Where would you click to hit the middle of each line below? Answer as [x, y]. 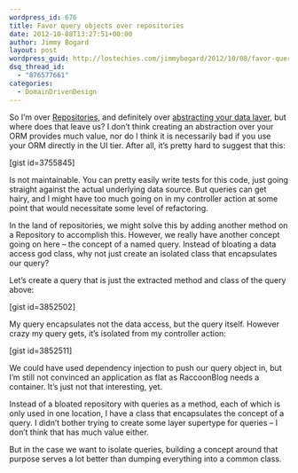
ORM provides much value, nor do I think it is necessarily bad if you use [140, 136]
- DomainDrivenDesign [57, 91]
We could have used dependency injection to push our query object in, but [145, 367]
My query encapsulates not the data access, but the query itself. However [144, 324]
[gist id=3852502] [42, 306]
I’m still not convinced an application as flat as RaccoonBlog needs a [134, 377]
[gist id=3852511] [41, 351]
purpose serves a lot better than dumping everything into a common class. [145, 459]
